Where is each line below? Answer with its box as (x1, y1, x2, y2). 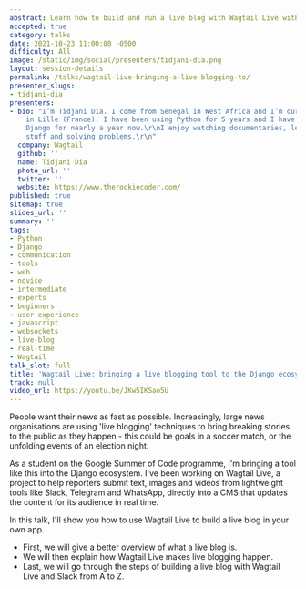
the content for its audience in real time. (9, 497, 159, 508)
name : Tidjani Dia (17, 157, 88, 167)
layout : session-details (9, 65, 104, 74)
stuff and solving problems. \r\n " (25, 132, 157, 141)
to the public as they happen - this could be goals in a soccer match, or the (9, 430, 291, 442)
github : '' (17, 149, 59, 158)
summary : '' (9, 216, 55, 226)
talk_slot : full (9, 361, 71, 370)
